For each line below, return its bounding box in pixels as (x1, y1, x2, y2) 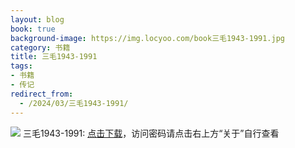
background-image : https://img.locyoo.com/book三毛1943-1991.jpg (10, 33, 286, 43)
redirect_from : (10, 89, 74, 99)
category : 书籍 (10, 42, 71, 53)
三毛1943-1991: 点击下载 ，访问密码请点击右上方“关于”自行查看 (22, 127, 280, 139)
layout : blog (10, 14, 65, 25)
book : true (10, 24, 56, 34)
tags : (10, 61, 33, 71)
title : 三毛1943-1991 (10, 52, 98, 62)
